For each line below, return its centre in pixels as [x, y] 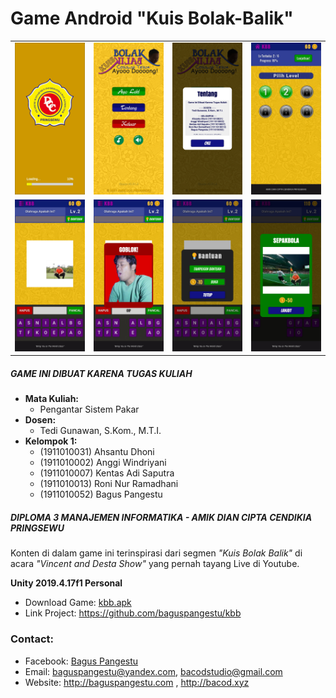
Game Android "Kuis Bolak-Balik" [152, 18]
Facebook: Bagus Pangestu [81, 661]
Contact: [32, 639]
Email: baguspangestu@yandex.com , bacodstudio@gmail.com [153, 671]
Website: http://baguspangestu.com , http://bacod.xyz [137, 682]
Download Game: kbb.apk [78, 603]
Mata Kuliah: [52, 399]
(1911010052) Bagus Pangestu [101, 494]
